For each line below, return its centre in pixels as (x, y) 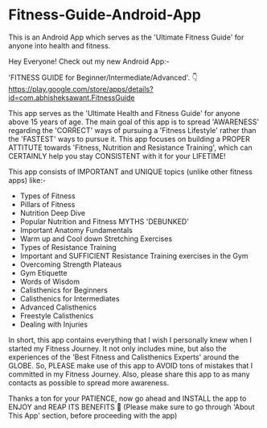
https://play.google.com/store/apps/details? (81, 89)
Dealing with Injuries (54, 324)
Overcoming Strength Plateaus (71, 264)
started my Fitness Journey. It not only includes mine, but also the (117, 348)
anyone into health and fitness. (60, 45)
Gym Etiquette (43, 272)
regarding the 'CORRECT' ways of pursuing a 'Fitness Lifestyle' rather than (132, 130)
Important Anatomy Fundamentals (76, 230)
